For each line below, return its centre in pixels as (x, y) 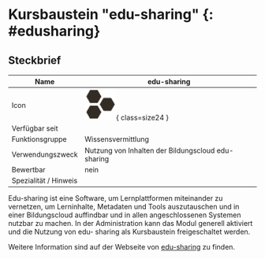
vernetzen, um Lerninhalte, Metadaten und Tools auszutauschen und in (124, 206)
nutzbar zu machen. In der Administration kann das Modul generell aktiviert (131, 223)
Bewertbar (28, 169)
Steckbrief (35, 60)
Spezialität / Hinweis (45, 180)
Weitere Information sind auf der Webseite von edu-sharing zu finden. (121, 246)
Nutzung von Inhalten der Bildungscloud (150, 150)
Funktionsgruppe (39, 139)
